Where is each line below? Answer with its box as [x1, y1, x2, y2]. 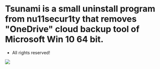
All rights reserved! [12, 49, 50, 56]
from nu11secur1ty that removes [5, 13, 137, 24]
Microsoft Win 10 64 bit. [5, 34, 104, 45]
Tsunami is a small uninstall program [5, 3, 156, 14]
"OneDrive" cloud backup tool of [5, 24, 140, 34]
